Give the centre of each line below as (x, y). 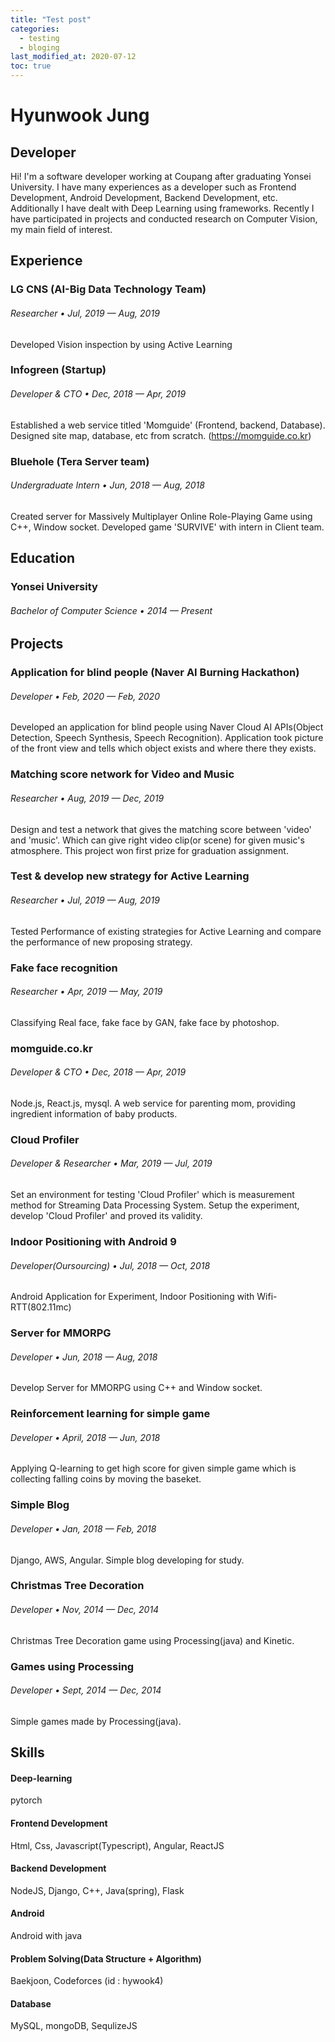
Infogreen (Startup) (58, 370)
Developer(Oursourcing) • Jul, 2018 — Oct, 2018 (110, 1265)
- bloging (39, 47)
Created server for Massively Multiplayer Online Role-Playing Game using (161, 516)
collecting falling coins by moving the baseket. (106, 1479)
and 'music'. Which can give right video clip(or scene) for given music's (157, 840)
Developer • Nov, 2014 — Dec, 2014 (85, 1610)
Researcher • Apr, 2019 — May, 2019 (86, 992)
